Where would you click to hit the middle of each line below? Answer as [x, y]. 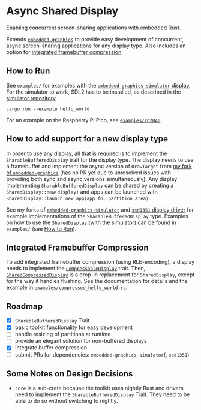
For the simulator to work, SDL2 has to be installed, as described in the [94, 92]
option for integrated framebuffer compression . [64, 52]
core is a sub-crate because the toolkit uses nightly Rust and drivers [99, 388]
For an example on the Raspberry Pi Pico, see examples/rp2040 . [84, 120]
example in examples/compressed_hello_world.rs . [67, 287]
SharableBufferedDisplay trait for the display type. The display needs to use [100, 159]
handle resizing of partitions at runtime [63, 334]
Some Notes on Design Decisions [70, 374]
